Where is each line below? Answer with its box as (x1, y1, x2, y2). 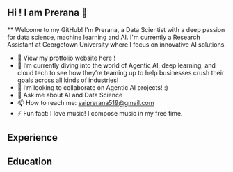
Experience (7, 132, 58, 143)
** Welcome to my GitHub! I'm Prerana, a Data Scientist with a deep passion (7, 25, 225, 33)
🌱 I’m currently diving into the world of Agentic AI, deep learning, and (17, 61, 216, 70)
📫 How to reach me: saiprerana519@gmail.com (17, 98, 154, 107)
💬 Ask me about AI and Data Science (17, 91, 123, 99)
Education (7, 155, 53, 167)
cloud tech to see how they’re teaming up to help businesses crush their (17, 68, 225, 77)
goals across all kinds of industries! (17, 76, 119, 84)
